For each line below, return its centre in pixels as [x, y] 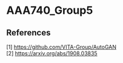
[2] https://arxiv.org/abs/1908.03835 [52, 53]
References [28, 33]
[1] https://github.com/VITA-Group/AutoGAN [62, 47]
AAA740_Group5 [50, 10]
